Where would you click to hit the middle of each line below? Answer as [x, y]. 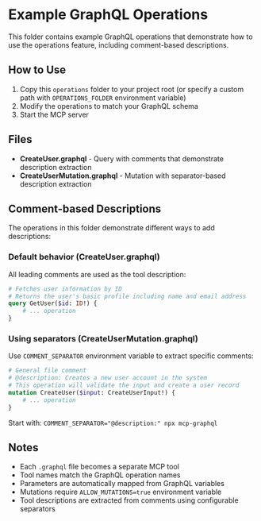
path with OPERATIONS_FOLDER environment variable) [103, 98]
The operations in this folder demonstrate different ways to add [112, 228]
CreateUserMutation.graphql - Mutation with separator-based [123, 176]
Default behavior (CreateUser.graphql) [84, 257]
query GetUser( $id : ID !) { [53, 303]
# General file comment [48, 371]
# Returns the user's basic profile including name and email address [127, 296]
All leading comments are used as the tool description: [97, 274]
